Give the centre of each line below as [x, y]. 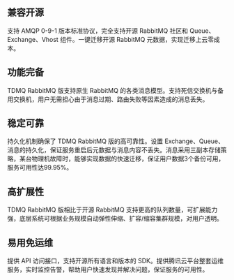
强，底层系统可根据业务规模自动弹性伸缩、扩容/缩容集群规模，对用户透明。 [115, 219]
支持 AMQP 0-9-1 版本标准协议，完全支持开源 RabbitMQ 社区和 [97, 31]
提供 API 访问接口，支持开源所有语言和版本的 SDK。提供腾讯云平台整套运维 [116, 261]
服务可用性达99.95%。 [40, 168]
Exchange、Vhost [33, 39]
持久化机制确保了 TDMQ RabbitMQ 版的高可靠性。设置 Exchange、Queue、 [116, 141]
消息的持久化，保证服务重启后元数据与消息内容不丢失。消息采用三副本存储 [114, 150]
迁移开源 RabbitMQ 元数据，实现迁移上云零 [152, 39]
